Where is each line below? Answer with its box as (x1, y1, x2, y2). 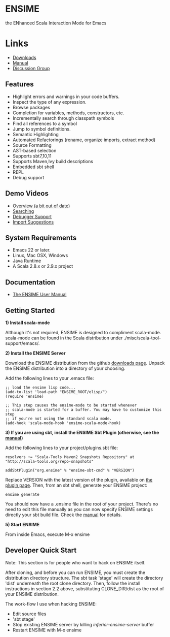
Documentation (5, 278, 56, 286)
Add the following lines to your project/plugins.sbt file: (5, 444, 118, 451)
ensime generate (5, 492, 39, 497)
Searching (12, 208, 34, 214)
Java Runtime (12, 258, 41, 264)
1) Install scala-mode (5, 320, 50, 326)
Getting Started (5, 306, 55, 315)
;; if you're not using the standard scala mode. (5, 416, 112, 421)
